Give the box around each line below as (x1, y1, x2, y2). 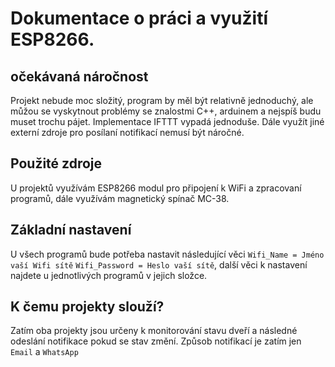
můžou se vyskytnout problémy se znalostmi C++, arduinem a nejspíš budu (10, 105, 322, 117)
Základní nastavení (10, 222, 132, 239)
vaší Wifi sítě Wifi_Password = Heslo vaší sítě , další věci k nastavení (10, 258, 308, 271)
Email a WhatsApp (10, 346, 79, 358)
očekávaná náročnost (10, 68, 149, 85)
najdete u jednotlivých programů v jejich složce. (10, 269, 208, 281)
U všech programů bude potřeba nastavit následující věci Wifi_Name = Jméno (10, 248, 325, 260)
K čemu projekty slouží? (10, 298, 165, 316)
